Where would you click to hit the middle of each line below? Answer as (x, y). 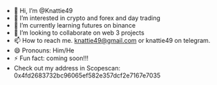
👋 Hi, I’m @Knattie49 (43, 11)
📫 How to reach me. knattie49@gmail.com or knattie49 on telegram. (112, 40)
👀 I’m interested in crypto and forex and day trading (87, 18)
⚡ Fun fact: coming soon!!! (51, 58)
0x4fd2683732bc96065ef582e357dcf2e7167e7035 (87, 75)
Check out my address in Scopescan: (67, 68)
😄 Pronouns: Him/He (44, 50)
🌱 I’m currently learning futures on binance (75, 25)
